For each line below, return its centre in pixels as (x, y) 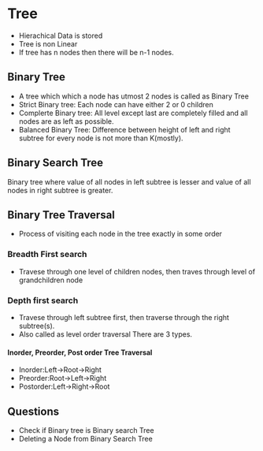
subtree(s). (37, 326)
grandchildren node (51, 280)
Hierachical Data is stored (61, 35)
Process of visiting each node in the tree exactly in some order (120, 234)
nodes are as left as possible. (66, 121)
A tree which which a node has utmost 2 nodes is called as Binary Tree (134, 96)
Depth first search (43, 300)
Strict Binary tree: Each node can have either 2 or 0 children (116, 104)
